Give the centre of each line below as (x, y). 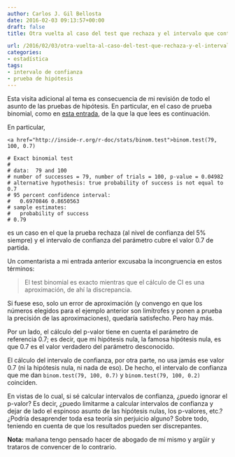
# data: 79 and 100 (37, 170)
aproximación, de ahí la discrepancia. (78, 289)
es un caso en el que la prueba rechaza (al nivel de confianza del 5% (107, 233)
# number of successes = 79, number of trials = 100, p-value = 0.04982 (115, 177)
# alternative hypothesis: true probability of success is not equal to (115, 183)
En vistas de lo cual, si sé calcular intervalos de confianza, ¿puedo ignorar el (117, 396)
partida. (19, 247)
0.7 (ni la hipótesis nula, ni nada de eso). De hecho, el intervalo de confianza (117, 367)
